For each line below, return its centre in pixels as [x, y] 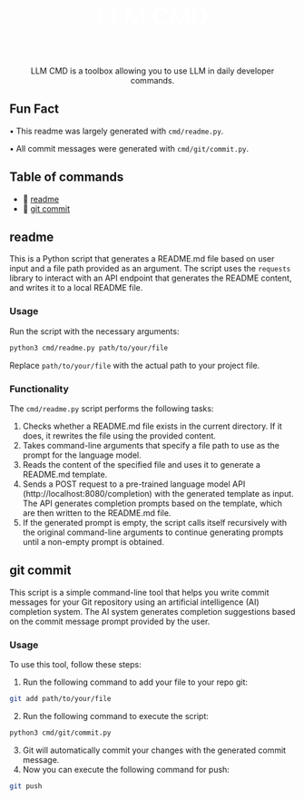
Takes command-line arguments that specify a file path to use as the [151, 445]
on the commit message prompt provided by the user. [110, 621]
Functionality [39, 389]
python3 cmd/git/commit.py [60, 733]
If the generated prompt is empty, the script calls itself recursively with [155, 522]
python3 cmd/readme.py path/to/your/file [89, 348]
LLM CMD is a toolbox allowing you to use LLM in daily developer [152, 71]
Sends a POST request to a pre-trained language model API [134, 484]
